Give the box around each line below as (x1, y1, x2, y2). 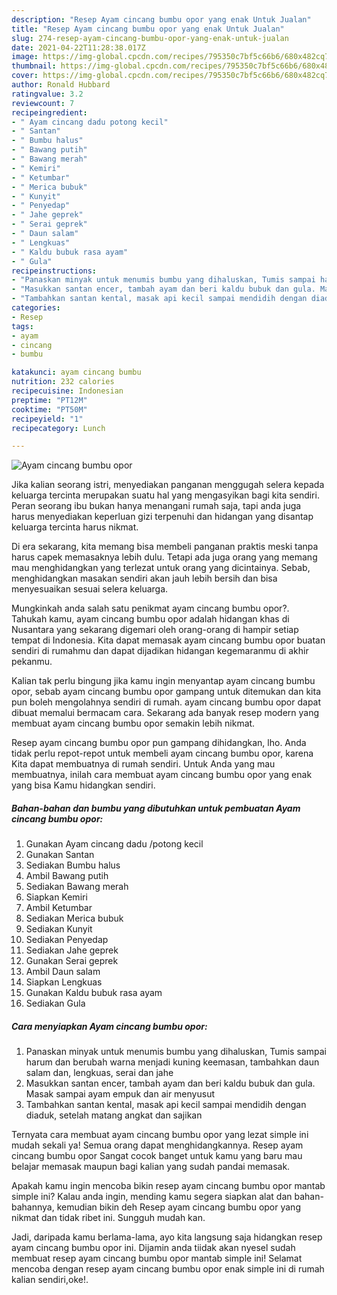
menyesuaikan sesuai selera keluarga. (11, 583, 169, 595)
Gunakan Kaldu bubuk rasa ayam (25, 987, 163, 999)
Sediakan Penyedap (25, 934, 109, 946)
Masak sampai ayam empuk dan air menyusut (25, 1088, 215, 1100)
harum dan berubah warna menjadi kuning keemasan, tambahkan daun (25, 1056, 320, 1068)
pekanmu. (11, 656, 53, 668)
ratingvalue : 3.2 (11, 89, 84, 99)
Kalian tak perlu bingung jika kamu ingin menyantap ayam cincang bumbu (11, 675, 316, 687)
